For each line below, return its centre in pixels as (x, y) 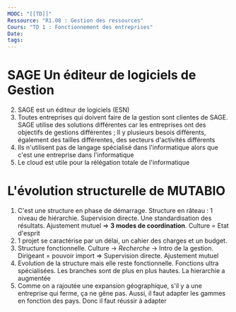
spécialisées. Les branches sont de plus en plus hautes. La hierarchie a (121, 271)
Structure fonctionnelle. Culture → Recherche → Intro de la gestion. (116, 248)
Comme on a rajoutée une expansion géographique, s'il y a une (110, 286)
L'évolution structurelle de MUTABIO (117, 191)
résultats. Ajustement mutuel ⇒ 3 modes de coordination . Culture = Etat (123, 226)
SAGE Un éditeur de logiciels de (102, 75)
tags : (15, 40)
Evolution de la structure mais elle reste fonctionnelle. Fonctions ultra (118, 263)
